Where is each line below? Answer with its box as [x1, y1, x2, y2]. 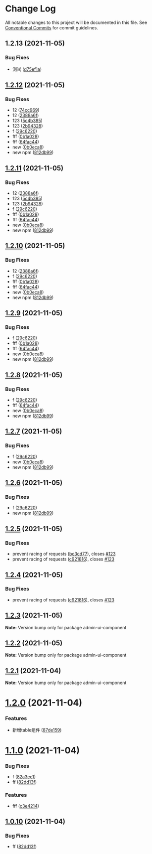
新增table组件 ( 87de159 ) [12, 727, 62, 733]
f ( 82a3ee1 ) [12, 774, 36, 780]
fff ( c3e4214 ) [12, 803, 40, 809]
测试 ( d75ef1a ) [12, 66, 42, 72]
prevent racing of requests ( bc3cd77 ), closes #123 [12, 551, 116, 557]
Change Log [5, 3, 56, 14]
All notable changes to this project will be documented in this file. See [5, 19, 148, 25]
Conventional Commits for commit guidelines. [5, 24, 98, 30]
